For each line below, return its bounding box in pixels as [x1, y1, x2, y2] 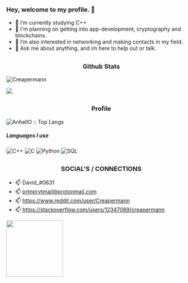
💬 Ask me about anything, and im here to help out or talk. [14, 45, 157, 52]
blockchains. [14, 32, 47, 39]
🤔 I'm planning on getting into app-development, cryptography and [14, 25, 181, 33]
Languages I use [6, 132, 49, 139]
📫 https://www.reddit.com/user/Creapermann [14, 197, 130, 204]
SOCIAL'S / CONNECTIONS [61, 165, 142, 173]
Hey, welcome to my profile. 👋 [6, 5, 95, 14]
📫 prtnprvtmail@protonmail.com [14, 188, 97, 195]
